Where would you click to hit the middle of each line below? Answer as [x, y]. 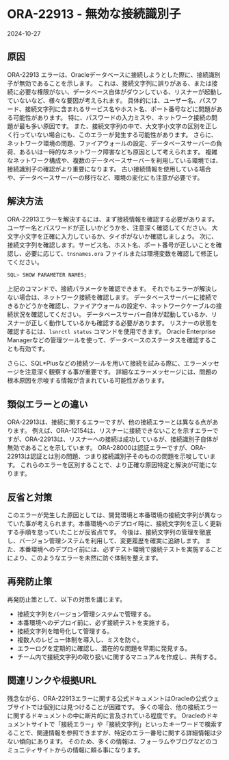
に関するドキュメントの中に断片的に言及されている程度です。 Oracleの [107, 715]
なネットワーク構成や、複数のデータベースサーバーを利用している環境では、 [114, 160]
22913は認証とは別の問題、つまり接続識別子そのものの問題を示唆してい [108, 456]
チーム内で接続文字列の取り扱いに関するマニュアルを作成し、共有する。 [119, 656]
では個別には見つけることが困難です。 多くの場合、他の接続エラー [124, 706]
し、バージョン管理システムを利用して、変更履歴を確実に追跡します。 [105, 541]
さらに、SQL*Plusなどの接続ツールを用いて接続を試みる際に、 [95, 364]
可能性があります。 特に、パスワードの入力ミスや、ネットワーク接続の [112, 117]
